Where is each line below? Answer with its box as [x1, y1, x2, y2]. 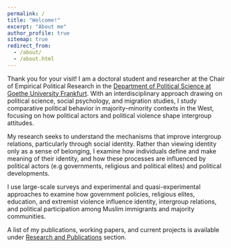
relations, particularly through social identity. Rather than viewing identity [7, 140, 217, 148]
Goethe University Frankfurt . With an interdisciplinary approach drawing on [7, 89, 223, 97]
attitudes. [7, 119, 35, 127]
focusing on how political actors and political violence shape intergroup [7, 111, 212, 119]
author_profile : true [7, 29, 70, 37]
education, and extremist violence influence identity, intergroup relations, [7, 197, 217, 206]
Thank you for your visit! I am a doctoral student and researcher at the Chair [7, 74, 225, 83]
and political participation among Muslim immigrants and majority [7, 204, 195, 213]
